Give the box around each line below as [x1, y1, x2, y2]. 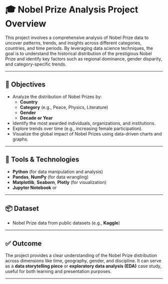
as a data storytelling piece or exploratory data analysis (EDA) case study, [5, 263, 161, 269]
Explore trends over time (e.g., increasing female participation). [12, 125, 143, 131]
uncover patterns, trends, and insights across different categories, [5, 39, 141, 45]
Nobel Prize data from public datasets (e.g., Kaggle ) [12, 220, 120, 226]
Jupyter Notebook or [12, 184, 57, 190]
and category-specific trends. [5, 61, 66, 67]
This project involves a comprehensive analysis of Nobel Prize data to [5, 34, 149, 40]
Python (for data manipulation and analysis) [12, 168, 103, 174]
